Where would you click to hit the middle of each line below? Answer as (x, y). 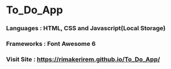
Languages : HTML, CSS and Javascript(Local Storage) (86, 28)
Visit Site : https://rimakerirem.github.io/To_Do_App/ (83, 59)
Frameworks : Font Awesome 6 (51, 44)
